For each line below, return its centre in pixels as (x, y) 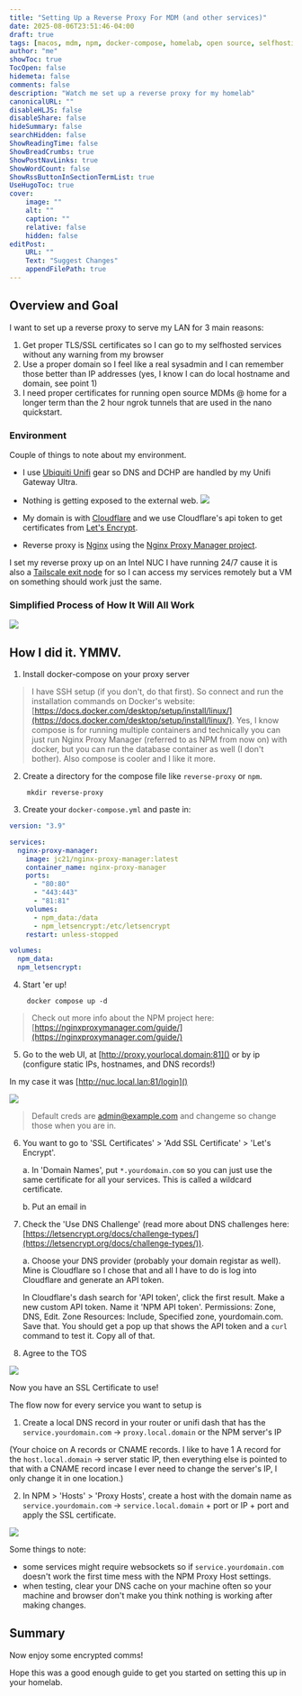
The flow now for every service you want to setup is (106, 1405)
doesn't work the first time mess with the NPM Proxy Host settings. (147, 1577)
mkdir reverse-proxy (65, 793)
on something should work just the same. (86, 582)
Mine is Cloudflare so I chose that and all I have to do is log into (139, 1270)
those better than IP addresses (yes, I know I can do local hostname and (156, 373)
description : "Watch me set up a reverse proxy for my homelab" (132, 93)
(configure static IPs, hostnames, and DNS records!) (119, 1064)
